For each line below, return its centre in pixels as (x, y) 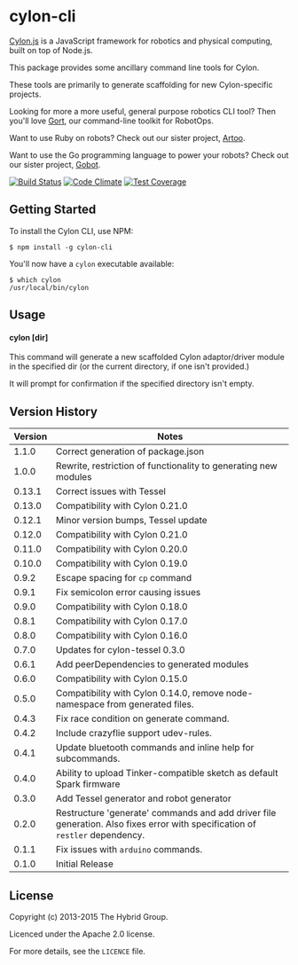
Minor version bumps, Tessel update (132, 521)
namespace (80, 704)
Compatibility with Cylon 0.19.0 (122, 563)
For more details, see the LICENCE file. (78, 951)
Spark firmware (88, 784)
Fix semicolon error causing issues (129, 592)
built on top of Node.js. (51, 50)
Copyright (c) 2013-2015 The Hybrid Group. (89, 916)
